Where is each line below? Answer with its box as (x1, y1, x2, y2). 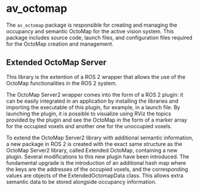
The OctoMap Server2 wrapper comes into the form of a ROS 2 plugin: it (6, 91, 184, 98)
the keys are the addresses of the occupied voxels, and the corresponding (6, 165, 188, 173)
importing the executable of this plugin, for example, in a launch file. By (6, 103, 181, 111)
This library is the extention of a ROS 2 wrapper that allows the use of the (6, 73, 186, 80)
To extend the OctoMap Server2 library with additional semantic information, (6, 134, 194, 141)
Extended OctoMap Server (6, 58, 107, 68)
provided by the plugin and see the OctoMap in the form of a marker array (6, 116, 187, 123)
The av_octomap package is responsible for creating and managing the (6, 21, 178, 28)
